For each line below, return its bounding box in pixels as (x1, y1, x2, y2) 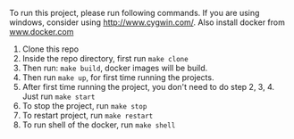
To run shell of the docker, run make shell (21, 119, 176, 130)
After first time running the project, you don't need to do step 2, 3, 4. (21, 82, 275, 92)
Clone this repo (21, 44, 79, 54)
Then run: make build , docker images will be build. (21, 62, 208, 73)
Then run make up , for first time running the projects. (21, 72, 214, 83)
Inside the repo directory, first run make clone (21, 53, 189, 63)
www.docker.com (9, 27, 74, 37)
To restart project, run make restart (21, 110, 154, 120)
